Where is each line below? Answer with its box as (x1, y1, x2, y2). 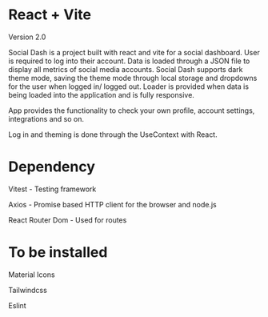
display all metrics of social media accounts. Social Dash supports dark (8, 64, 243, 74)
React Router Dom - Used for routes (8, 215, 127, 225)
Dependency (8, 158, 96, 176)
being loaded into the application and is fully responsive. (8, 90, 194, 99)
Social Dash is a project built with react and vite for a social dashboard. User (8, 47, 260, 57)
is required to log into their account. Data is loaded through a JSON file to (8, 56, 250, 66)
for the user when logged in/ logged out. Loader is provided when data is (8, 82, 250, 91)
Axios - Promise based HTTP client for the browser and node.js (8, 199, 218, 209)
